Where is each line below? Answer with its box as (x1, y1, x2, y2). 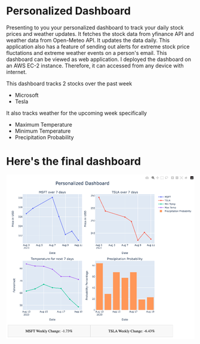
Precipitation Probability (14, 133, 74, 141)
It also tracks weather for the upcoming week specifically (6, 109, 147, 116)
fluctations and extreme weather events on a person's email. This (6, 49, 167, 56)
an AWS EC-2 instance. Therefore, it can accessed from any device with (6, 62, 184, 69)
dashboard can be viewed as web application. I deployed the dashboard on (6, 56, 192, 63)
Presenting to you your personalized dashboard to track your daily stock (6, 24, 184, 31)
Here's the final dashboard (6, 155, 141, 168)
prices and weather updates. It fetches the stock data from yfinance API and (6, 30, 194, 37)
